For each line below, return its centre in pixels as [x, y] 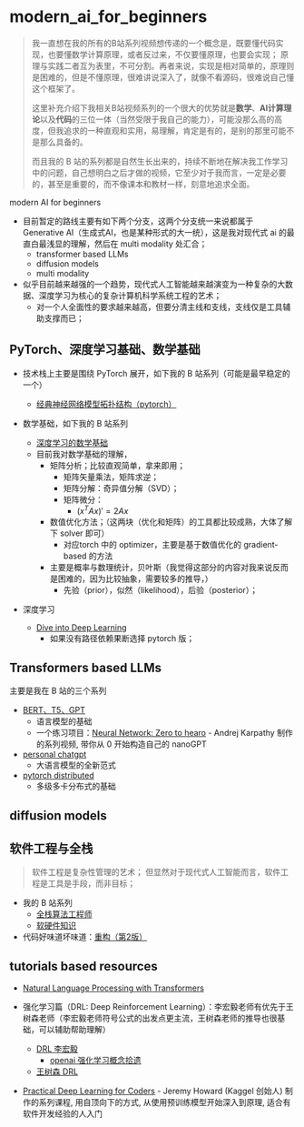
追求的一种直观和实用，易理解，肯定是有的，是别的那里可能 [175, 130]
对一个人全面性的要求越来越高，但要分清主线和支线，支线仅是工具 [159, 307]
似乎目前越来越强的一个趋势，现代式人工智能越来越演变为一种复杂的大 [154, 284]
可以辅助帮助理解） [74, 1030]
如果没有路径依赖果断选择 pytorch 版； [122, 639]
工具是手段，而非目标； [92, 883]
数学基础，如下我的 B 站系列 [75, 423]
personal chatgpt [54, 755]
